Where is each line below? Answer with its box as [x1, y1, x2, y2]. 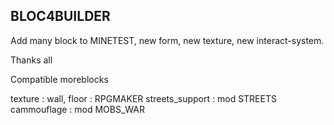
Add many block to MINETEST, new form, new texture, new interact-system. [10, 34, 325, 46]
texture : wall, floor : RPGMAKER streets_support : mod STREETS [10, 92, 277, 104]
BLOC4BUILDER [10, 8, 111, 25]
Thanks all [10, 54, 53, 66]
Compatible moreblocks [10, 73, 109, 85]
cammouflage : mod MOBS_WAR [10, 103, 146, 115]
